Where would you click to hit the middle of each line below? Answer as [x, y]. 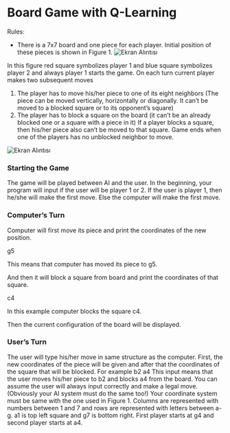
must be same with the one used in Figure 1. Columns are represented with [113, 400]
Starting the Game [38, 168]
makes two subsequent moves [50, 79]
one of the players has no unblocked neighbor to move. [95, 137]
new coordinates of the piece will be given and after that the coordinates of [113, 364]
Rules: [16, 32]
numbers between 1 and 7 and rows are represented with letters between [111, 408]
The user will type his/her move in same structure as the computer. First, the [115, 357]
